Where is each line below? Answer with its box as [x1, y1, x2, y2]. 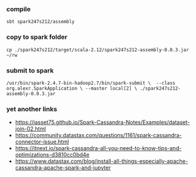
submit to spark [6, 66, 54, 74]
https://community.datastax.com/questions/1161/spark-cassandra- [15, 132, 182, 139]
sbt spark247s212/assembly [6, 19, 75, 25]
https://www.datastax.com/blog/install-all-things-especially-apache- [15, 157, 189, 165]
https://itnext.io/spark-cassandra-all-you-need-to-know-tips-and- [15, 145, 182, 152]
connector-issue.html [15, 138, 69, 145]
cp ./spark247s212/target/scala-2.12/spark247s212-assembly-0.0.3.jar [6, 46, 189, 53]
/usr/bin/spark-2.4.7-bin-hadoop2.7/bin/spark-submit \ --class [6, 80, 175, 86]
